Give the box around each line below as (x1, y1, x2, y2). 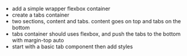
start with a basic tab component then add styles (11, 43, 133, 50)
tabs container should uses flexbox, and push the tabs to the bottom (11, 30, 181, 38)
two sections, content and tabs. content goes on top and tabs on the (11, 18, 181, 24)
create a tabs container (11, 11, 70, 18)
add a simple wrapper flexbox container (11, 5, 111, 12)
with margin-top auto (11, 37, 64, 43)
